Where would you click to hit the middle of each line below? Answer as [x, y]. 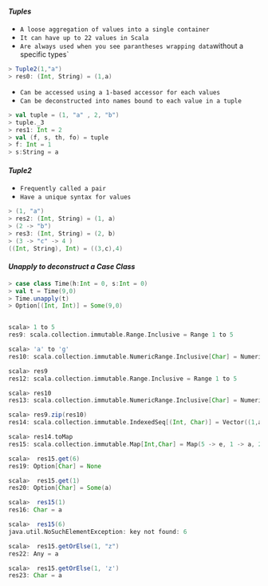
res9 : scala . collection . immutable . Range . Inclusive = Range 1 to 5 [121, 335]
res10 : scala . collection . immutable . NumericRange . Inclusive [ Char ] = [123, 356]
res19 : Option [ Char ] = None [55, 466]
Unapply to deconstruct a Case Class [72, 267]
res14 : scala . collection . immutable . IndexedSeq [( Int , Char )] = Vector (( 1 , [134, 423]
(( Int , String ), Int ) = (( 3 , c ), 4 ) [66, 248]
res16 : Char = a [35, 510]
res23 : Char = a [35, 576]
